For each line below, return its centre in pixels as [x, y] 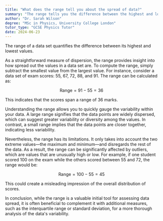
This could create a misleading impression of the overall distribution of [75, 184]
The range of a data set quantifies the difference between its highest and [78, 46]
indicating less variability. [30, 130]
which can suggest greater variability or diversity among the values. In [75, 119]
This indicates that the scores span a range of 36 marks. [61, 100]
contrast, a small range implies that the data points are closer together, [76, 125]
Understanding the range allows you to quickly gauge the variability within [79, 109]
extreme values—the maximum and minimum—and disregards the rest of [78, 144]
